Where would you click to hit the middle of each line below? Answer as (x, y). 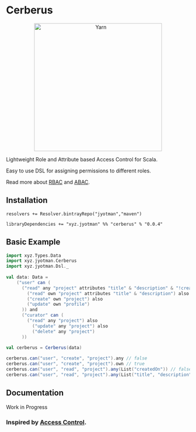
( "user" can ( (34, 282)
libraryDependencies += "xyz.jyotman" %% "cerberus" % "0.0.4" (85, 224)
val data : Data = (27, 277)
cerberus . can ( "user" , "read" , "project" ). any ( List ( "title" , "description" (99, 375)
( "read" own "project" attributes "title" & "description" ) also (108, 293)
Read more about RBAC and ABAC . (48, 182)
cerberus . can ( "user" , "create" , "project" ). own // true (75, 364)
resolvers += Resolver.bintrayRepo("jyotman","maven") (74, 214)
